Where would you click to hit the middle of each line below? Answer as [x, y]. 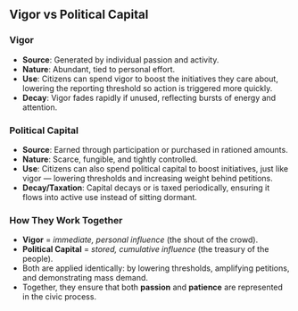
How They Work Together [66, 220]
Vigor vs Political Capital [79, 15]
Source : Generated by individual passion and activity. [120, 59]
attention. [40, 107]
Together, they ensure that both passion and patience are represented [153, 287]
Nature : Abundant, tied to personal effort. [99, 69]
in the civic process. [59, 297]
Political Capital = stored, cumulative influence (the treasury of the [145, 249]
